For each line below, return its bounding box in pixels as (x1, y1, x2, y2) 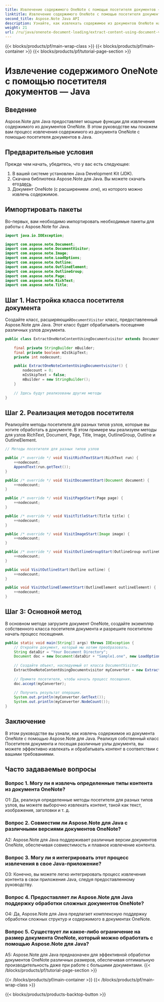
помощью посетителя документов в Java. (5, 134, 93, 140)
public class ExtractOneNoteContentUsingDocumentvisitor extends (5, 337, 141, 341)
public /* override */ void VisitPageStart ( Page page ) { (5, 496, 123, 501)
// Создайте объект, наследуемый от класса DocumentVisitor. (14, 663, 141, 668)
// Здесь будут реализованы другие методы (14, 391, 102, 396)
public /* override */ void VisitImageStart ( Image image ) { (5, 531, 130, 537)
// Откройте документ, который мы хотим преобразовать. (14, 645, 130, 650)
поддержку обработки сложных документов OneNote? (5, 900, 144, 906)
